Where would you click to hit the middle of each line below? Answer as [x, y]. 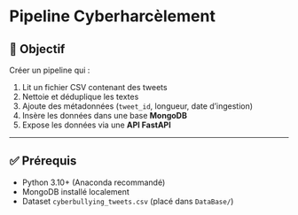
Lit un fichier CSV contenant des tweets [94, 87]
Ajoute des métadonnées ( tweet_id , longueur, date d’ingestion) [137, 106]
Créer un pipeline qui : [50, 70]
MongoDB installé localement [76, 191]
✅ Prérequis [43, 161]
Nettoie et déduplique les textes [80, 96]
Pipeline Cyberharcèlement [112, 16]
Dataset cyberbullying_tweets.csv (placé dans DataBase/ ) [128, 201]
